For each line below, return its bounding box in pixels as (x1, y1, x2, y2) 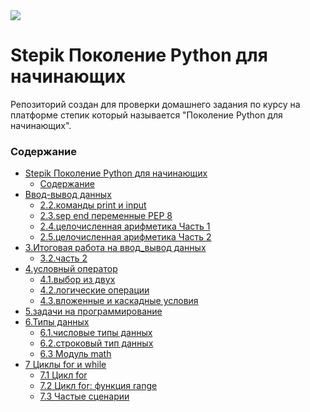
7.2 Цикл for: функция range (39, 380, 158, 392)
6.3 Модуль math (39, 348, 112, 360)
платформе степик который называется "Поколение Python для (10, 109, 283, 121)
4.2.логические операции (39, 284, 150, 296)
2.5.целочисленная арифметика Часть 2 (39, 231, 212, 243)
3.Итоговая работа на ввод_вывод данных (24, 242, 207, 254)
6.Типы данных (24, 316, 90, 328)
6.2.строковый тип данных (39, 337, 154, 349)
